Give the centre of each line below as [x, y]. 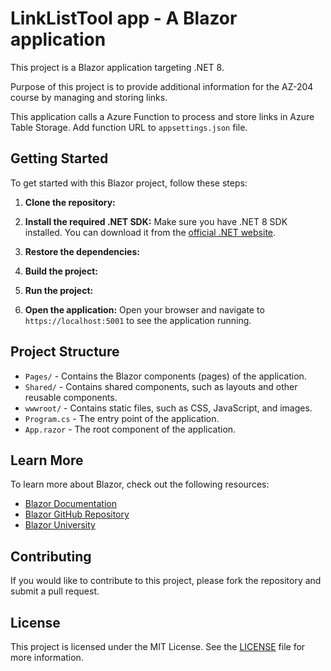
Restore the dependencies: [82, 251]
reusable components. [71, 397]
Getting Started [59, 158]
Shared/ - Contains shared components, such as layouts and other [161, 386]
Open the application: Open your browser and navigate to [144, 309]
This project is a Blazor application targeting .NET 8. [117, 67]
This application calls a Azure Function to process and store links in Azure [162, 116]
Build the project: [61, 271]
